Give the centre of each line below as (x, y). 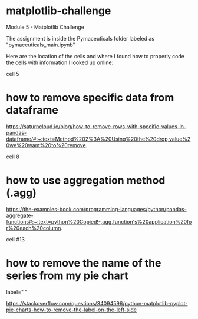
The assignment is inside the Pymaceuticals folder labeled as (80, 38)
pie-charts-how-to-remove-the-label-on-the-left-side (72, 310)
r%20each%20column (34, 228)
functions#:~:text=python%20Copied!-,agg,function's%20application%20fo (99, 221)
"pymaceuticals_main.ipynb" (41, 45)
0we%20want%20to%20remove (46, 145)
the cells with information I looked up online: (60, 62)
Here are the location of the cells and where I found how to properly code (95, 56)
